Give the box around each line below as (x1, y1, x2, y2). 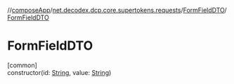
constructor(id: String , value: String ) (7, 68, 112, 76)
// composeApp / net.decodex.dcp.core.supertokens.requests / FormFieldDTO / (7, 6, 227, 14)
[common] (7, 61, 37, 69)
